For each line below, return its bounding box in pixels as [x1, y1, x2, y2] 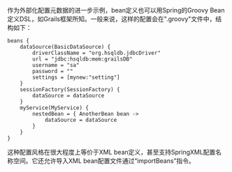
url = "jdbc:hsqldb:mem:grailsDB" [32, 56, 133, 63]
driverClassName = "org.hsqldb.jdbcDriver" [32, 49, 161, 56]
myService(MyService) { [20, 104, 89, 111]
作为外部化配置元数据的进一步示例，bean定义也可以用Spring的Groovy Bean [7, 6, 225, 14]
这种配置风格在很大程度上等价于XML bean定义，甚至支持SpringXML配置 [7, 148, 216, 156]
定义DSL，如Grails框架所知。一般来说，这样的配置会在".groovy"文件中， [7, 15, 216, 23]
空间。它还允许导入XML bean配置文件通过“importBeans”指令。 [13, 157, 196, 165]
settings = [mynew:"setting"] [32, 74, 120, 81]
